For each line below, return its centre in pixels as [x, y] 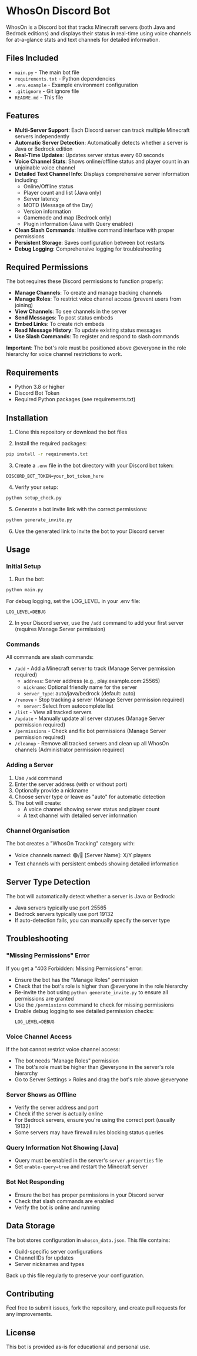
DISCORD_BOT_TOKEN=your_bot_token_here [55, 476]
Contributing [30, 1293]
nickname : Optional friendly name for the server [80, 687]
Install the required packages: [51, 443]
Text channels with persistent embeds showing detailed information [97, 864]
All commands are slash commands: [50, 657]
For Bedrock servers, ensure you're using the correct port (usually [95, 1120]
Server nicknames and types [49, 1264]
